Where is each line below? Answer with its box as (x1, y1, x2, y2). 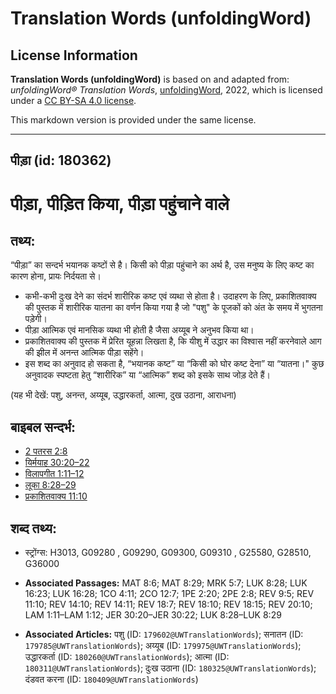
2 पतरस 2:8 (24, 445, 68, 457)
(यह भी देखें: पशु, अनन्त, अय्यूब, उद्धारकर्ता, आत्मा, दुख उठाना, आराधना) (10, 389, 237, 401)
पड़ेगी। (24, 313, 48, 325)
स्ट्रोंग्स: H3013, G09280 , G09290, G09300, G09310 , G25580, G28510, (24, 547, 312, 559)
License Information (10, 47, 138, 64)
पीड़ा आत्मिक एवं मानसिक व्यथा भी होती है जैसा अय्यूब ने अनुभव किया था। (24, 324, 255, 336)
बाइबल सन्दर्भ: (10, 418, 77, 436)
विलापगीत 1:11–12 (24, 468, 85, 480)
